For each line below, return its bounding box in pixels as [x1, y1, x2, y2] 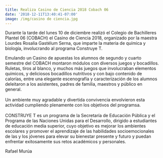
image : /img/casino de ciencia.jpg [5, 16, 78, 21]
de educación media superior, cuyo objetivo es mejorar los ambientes [5, 123, 146, 129]
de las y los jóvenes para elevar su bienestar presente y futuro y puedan [5, 133, 151, 139]
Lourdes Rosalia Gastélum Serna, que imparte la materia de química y [5, 40, 146, 46]
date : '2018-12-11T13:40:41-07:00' [5, 12, 78, 17]
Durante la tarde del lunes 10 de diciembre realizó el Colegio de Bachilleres [5, 30, 157, 36]
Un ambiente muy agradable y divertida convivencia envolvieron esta [5, 97, 145, 103]
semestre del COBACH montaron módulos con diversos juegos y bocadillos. [5, 60, 159, 66]
